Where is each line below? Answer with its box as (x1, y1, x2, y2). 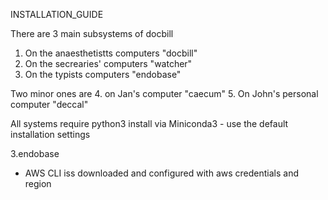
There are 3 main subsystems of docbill (10, 28, 174, 39)
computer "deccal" (10, 99, 89, 110)
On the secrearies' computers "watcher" (24, 58, 193, 69)
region (24, 178, 52, 189)
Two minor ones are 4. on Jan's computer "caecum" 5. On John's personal (10, 88, 319, 99)
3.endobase (10, 148, 60, 159)
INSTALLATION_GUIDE (10, 9, 104, 20)
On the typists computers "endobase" (24, 69, 182, 80)
